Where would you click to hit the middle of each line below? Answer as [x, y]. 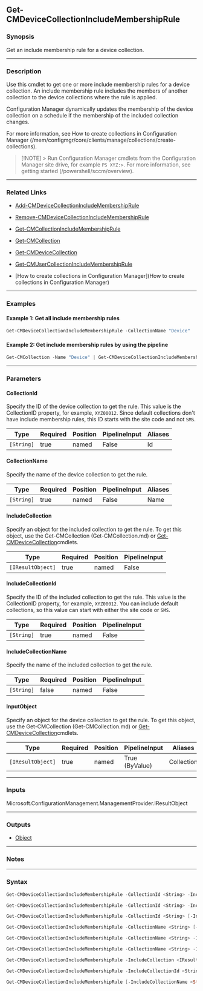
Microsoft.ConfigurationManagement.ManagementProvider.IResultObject [97, 803]
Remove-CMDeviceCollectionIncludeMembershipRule [82, 217]
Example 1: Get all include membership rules [63, 318]
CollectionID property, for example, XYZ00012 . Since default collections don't [101, 413]
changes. [18, 122]
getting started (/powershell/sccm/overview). [77, 171]
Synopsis [20, 37]
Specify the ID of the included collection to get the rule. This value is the [96, 597]
